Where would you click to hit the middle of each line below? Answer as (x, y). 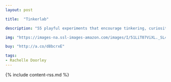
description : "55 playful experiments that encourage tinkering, (76, 28)
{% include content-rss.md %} (37, 74)
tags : (11, 56)
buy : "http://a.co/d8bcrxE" (35, 47)
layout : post (19, 10)
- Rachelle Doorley (26, 60)
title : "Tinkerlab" (27, 19)
